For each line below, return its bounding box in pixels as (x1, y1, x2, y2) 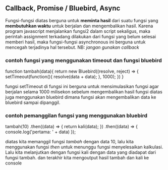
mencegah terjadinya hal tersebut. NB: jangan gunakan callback (5, 44, 140, 50)
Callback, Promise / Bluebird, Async (5, 4, 121, 13)
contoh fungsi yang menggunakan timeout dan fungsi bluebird (5, 56, 162, 64)
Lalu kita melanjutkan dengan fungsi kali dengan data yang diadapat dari (5, 149, 156, 155)
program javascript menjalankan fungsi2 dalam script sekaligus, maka (5, 28, 150, 34)
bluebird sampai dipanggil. (5, 99, 61, 105)
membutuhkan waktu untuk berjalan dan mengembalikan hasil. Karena (5, 23, 153, 29)
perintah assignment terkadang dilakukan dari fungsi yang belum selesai (5, 33, 156, 39)
